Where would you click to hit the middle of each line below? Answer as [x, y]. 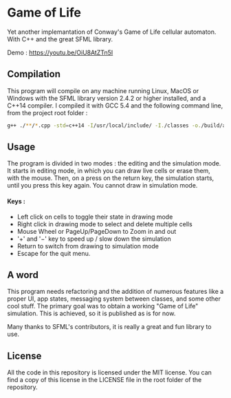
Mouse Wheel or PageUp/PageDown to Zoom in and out [97, 231]
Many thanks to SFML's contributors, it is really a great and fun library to [109, 327]
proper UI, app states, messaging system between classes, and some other [114, 299]
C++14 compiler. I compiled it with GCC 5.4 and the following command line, [115, 106]
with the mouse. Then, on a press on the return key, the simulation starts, [111, 178]
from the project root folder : [47, 112]
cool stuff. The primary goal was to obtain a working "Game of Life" [103, 306]
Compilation [34, 74]
